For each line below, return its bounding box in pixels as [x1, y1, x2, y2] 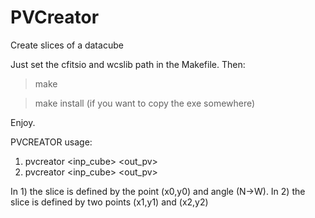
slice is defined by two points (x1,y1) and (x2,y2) [10, 196, 209, 208]
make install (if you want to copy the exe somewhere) [34, 97, 256, 109]
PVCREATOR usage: [10, 136, 93, 148]
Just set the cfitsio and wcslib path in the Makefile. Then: [10, 58, 246, 70]
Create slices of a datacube [10, 39, 124, 51]
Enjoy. [10, 116, 36, 128]
